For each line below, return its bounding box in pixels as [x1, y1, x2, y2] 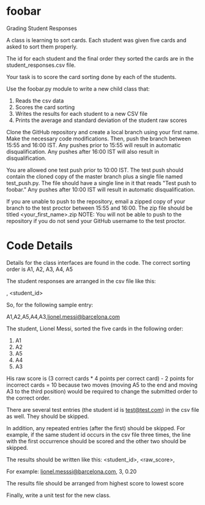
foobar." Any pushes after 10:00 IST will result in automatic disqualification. [6, 186, 195, 193]
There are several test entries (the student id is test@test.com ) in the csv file [6, 406, 199, 413]
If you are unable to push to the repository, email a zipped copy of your [6, 197, 185, 205]
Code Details [6, 239, 73, 252]
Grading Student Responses [6, 25, 78, 32]
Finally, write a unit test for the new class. [6, 492, 111, 499]
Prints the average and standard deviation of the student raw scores [15, 116, 187, 124]
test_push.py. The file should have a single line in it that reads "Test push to [6, 179, 197, 186]
